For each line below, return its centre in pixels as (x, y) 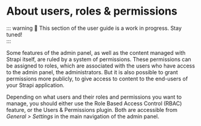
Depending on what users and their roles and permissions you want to (94, 97)
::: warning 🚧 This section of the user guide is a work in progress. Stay (94, 28)
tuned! (14, 34)
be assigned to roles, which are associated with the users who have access (101, 66)
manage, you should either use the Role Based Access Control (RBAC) (94, 103)
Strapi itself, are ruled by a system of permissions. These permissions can (99, 59)
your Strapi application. (36, 85)
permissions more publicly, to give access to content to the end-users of (97, 79)
